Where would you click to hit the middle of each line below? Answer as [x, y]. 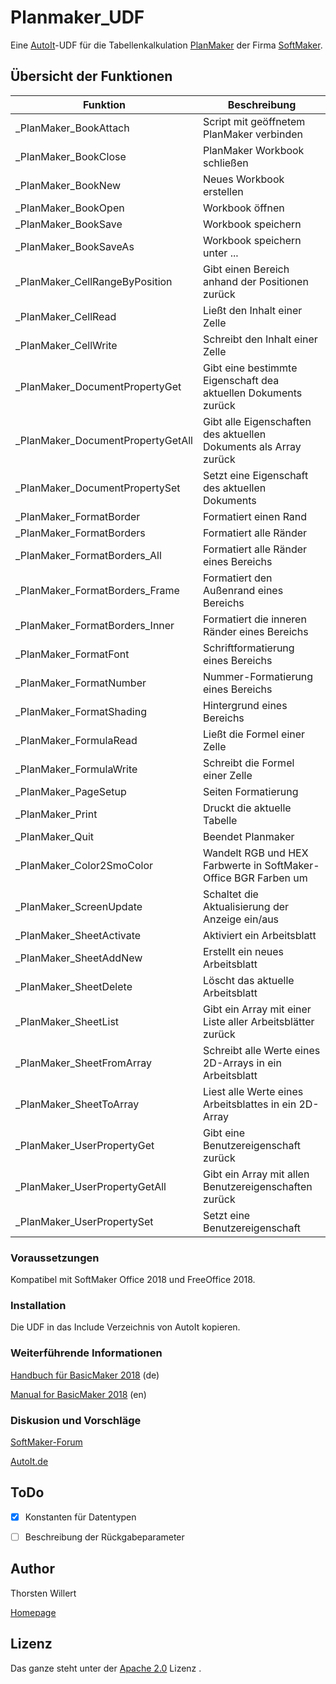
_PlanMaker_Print [56, 814]
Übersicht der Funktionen [91, 76]
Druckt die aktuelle [247, 808]
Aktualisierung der [246, 906]
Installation [38, 1305]
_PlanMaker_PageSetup [71, 791]
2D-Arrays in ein [242, 1063]
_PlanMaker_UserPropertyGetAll [91, 1186]
